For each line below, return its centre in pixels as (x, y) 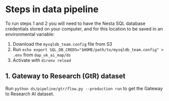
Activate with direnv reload (42, 60)
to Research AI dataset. (30, 94)
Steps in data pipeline (52, 9)
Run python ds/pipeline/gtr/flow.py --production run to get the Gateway (84, 88)
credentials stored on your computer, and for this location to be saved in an (84, 28)
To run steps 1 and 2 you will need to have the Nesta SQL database (76, 23)
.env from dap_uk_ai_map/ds (42, 55)
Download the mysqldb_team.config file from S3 (62, 44)
